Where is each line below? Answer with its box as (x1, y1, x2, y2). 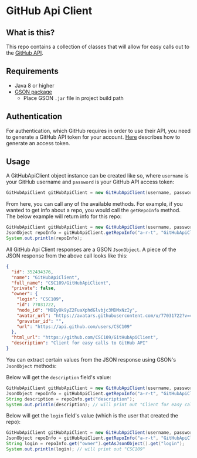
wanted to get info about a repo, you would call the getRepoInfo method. (6, 207, 181, 214)
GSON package (14, 88, 53, 95)
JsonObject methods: (6, 362, 57, 369)
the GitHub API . (6, 49, 43, 56)
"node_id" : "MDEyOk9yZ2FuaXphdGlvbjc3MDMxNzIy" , (16, 307, 138, 313)
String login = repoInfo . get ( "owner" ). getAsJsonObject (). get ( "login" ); (6, 441, 185, 447)
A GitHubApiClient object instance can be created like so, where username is (6, 172, 189, 179)
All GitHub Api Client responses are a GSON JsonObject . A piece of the (6, 246, 176, 253)
